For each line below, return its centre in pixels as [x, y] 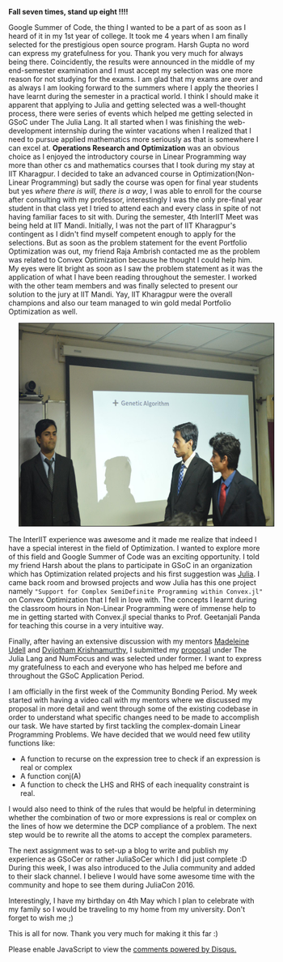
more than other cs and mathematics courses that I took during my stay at [131, 165]
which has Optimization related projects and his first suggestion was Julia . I [134, 574]
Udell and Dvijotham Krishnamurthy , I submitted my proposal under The [128, 650]
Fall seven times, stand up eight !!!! [68, 12]
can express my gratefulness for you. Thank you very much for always [126, 53]
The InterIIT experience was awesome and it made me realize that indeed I [133, 539]
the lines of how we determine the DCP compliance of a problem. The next [133, 826]
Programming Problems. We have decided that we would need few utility [129, 734]
